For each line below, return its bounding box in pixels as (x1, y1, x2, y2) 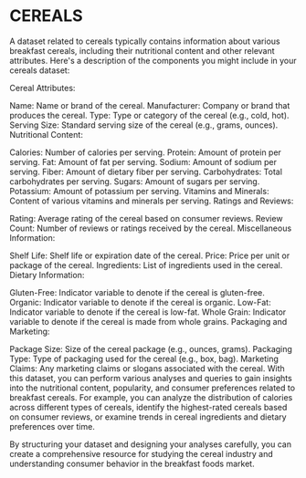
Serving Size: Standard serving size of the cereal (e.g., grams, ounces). (9, 119, 279, 130)
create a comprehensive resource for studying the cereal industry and (9, 448, 273, 459)
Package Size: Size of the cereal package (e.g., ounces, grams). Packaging (9, 343, 292, 354)
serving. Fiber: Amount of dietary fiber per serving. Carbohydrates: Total (9, 166, 283, 177)
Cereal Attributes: (9, 82, 76, 93)
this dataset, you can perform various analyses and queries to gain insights (9, 372, 292, 383)
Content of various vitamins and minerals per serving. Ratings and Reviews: (9, 195, 294, 206)
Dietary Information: (9, 269, 85, 280)
